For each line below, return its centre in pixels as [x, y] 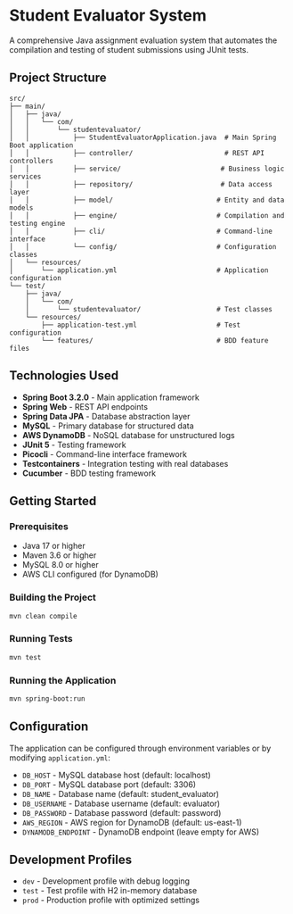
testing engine [37, 223]
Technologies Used [64, 376]
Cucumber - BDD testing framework [89, 473]
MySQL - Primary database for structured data [108, 426]
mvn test [25, 657]
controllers [31, 161]
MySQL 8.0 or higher [61, 565]
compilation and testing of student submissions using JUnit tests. [129, 49]
